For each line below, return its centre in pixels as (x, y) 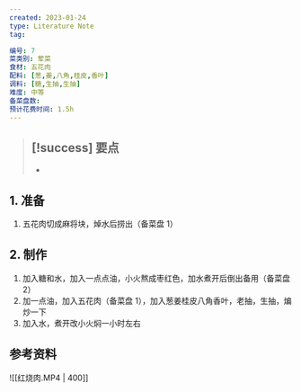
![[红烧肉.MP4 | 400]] (49, 378)
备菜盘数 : (25, 101)
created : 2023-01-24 (48, 18)
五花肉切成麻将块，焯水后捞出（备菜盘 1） (100, 224)
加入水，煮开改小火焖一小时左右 (81, 323)
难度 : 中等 (27, 92)
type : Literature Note (52, 26)
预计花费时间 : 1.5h (42, 109)
